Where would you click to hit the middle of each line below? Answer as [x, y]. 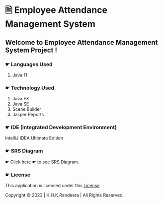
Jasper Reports [28, 115]
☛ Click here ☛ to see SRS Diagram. [42, 162]
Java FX [21, 99]
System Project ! [31, 50]
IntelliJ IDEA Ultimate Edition [34, 138]
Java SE [21, 104]
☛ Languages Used [29, 64]
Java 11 [20, 75]
